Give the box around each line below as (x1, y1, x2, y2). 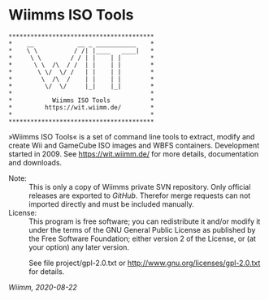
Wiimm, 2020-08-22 (8, 282, 77, 292)
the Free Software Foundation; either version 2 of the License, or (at (28, 234, 256, 243)
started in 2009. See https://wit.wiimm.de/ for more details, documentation (8, 148, 259, 159)
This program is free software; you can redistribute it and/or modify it (28, 216, 261, 226)
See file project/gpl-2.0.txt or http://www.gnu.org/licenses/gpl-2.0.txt (28, 258, 261, 268)
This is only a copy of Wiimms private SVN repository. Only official (28, 182, 251, 191)
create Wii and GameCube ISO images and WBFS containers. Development (8, 140, 260, 150)
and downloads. (8, 157, 63, 167)
